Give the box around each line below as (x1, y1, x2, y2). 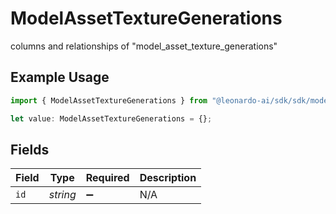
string (48, 188, 77, 202)
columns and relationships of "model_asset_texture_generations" (10, 40, 278, 52)
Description (139, 171, 197, 185)
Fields (10, 141, 50, 158)
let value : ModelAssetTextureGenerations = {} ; (10, 113, 213, 124)
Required (85, 171, 130, 185)
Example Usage (10, 69, 110, 86)
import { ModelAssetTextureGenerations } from (10, 95, 208, 106)
